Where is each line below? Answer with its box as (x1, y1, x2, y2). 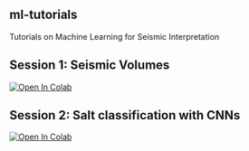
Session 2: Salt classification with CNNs (9, 108, 241, 123)
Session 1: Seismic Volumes (9, 58, 170, 73)
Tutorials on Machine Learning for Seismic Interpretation (9, 31, 220, 42)
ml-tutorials (9, 7, 78, 23)
